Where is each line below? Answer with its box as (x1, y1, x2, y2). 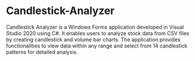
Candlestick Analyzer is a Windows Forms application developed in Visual (6, 23, 184, 30)
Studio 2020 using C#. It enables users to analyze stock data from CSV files (6, 29, 189, 36)
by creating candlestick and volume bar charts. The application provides (6, 36, 181, 43)
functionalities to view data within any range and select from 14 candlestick (6, 42, 188, 49)
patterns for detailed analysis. (6, 48, 78, 55)
